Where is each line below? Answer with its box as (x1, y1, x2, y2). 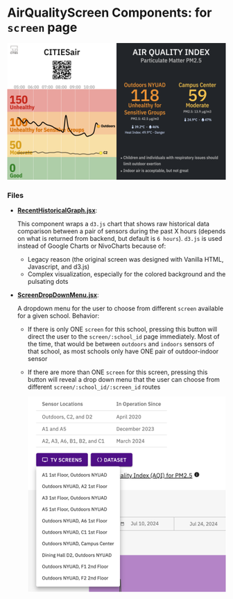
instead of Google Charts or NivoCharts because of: (17, 242, 166, 251)
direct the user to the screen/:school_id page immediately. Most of (27, 332, 220, 341)
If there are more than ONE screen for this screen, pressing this (27, 368, 208, 376)
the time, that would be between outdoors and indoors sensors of (27, 340, 215, 348)
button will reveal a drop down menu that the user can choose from (27, 376, 221, 384)
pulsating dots (27, 278, 69, 286)
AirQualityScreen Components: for (7, 5, 212, 21)
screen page (7, 19, 78, 35)
